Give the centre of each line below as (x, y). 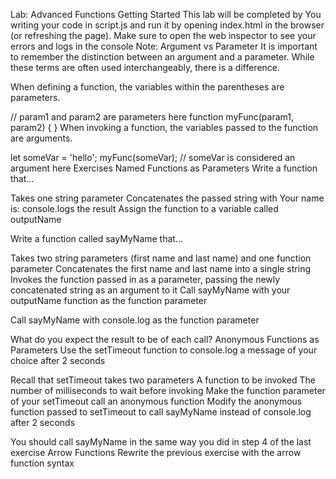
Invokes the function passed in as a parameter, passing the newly (145, 279)
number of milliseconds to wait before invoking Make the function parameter (168, 390)
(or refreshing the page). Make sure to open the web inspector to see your (163, 35)
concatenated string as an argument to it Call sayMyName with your (150, 290)
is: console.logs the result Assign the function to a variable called (144, 208)
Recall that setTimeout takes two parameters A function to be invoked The (163, 380)
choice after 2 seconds (58, 360)
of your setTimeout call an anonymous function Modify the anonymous (156, 401)
